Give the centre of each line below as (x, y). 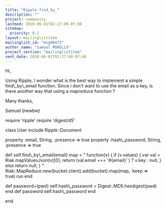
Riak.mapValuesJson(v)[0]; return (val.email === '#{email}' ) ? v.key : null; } (83, 160)
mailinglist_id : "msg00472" (35, 43)
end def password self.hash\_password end (51, 191)
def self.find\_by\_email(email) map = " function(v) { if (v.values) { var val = (83, 155)
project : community (26, 19)
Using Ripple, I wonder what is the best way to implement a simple (74, 80)
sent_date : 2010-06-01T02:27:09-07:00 (46, 57)
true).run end (19, 176)
